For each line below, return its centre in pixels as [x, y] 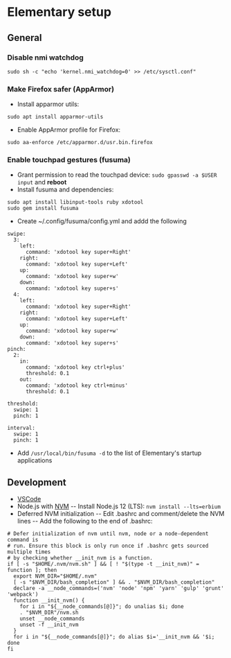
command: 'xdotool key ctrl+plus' [75, 367]
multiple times [29, 552]
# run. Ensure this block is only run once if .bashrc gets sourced [108, 546]
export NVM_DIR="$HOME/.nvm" [55, 576]
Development [37, 482]
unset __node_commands [52, 619]
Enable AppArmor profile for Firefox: [69, 130]
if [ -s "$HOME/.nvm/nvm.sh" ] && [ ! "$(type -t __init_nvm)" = [103, 564]
